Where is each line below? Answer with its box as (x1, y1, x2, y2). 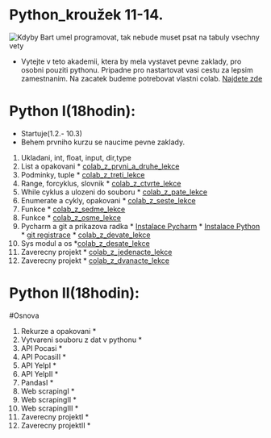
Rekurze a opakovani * (20, 326, 97, 336)
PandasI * (20, 378, 54, 387)
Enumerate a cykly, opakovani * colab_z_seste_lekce (20, 195, 196, 205)
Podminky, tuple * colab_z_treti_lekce (20, 169, 145, 179)
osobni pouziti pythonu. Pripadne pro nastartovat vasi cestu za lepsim (20, 65, 253, 74)
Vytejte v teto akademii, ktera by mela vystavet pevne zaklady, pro (20, 56, 242, 66)
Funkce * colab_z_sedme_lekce (20, 204, 126, 214)
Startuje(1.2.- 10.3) (20, 128, 83, 138)
